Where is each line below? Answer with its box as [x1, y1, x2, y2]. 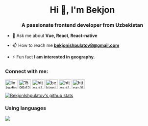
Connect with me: [5, 68, 49, 75]
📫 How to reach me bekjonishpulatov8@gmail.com [12, 42, 120, 48]
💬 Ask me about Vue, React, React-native [12, 33, 98, 38]
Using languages [5, 105, 47, 111]
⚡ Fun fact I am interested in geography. [12, 54, 95, 60]
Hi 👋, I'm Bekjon [49, 4, 115, 16]
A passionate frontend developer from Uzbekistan [21, 22, 144, 29]
